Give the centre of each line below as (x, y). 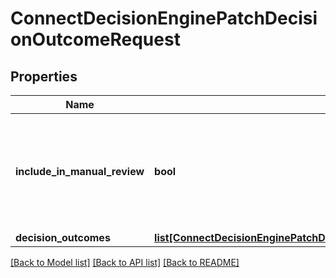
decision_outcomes (63, 237)
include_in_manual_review (80, 171)
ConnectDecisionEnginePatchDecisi (164, 18)
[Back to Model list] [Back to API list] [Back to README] (125, 262)
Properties (44, 76)
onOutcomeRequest (95, 39)
